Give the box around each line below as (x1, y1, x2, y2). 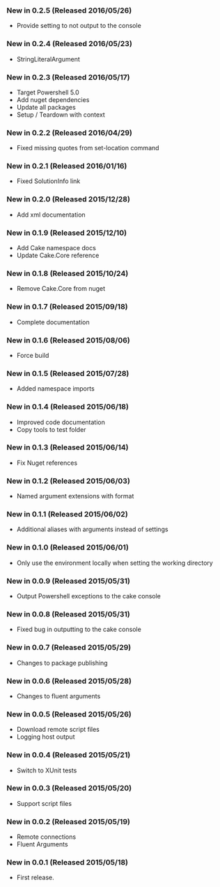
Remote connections (16, 832, 77, 841)
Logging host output (16, 733, 75, 741)
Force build (16, 351, 49, 359)
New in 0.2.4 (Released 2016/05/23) (6, 39, 133, 49)
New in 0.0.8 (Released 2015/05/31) (6, 609, 130, 619)
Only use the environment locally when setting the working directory (16, 558, 213, 567)
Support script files (16, 799, 72, 807)
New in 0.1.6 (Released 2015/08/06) (6, 335, 130, 345)
